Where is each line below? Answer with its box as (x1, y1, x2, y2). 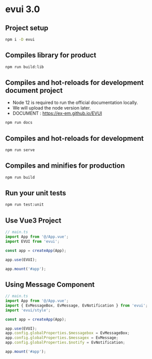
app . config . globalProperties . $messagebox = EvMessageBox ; (5, 331, 130, 336)
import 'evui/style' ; (5, 307, 51, 313)
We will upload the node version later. (12, 105, 91, 111)
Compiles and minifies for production (5, 162, 125, 170)
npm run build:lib (5, 64, 44, 69)
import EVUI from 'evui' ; (5, 239, 60, 244)
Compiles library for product (5, 51, 96, 60)
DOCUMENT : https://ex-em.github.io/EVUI (12, 110, 103, 117)
